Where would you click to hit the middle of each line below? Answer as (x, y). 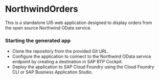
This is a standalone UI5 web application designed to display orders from (79, 23)
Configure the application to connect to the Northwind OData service (82, 56)
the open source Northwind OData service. (48, 27)
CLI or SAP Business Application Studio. (52, 72)
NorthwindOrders (42, 9)
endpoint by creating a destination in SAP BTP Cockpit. (68, 62)
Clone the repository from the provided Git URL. (60, 51)
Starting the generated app (38, 40)
